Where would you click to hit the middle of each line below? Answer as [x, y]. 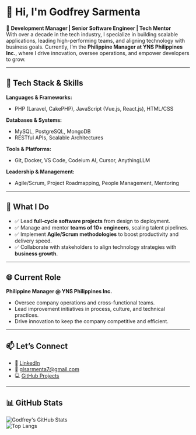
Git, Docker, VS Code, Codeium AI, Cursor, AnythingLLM [82, 160]
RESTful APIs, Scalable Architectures [59, 138]
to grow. [16, 59]
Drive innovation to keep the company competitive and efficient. [92, 321]
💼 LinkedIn [27, 363]
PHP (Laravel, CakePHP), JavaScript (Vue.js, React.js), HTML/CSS [94, 108]
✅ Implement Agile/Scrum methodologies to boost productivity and [97, 234]
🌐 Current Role [34, 277]
